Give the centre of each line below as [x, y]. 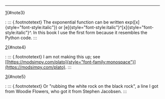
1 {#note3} [15, 12]
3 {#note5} [15, 77]
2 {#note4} [15, 47]
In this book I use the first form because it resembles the [90, 33]
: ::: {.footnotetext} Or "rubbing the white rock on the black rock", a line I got [82, 86]
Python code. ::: [21, 38]
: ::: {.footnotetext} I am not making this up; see [53, 57]
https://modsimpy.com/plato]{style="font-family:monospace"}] [72, 62]
